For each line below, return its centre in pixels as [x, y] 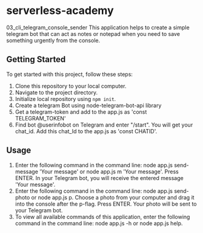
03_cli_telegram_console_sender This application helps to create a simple [98, 27]
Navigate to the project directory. [56, 92]
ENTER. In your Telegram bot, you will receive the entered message [99, 178]
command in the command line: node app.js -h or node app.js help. [99, 223]
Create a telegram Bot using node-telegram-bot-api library [88, 105]
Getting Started [36, 59]
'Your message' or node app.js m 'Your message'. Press [109, 172]
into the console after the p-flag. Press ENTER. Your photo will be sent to [106, 204]
